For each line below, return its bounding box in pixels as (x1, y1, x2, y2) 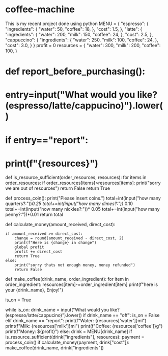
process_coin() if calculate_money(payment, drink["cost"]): (5, 339, 130, 346)
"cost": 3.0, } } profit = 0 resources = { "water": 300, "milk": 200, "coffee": (5, 42, 161, 48)
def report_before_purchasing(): (5, 65, 146, 77)
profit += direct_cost (14, 249, 63, 254)
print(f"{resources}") (5, 158, 98, 169)
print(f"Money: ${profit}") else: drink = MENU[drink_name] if (5, 328, 132, 335)
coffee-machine (5, 4, 75, 15)
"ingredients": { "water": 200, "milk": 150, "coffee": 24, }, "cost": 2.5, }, (5, 31, 153, 37)
